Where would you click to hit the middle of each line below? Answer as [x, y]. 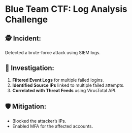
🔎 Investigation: [30, 68]
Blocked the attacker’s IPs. [39, 121]
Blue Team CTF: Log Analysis [66, 9]
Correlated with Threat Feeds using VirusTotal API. [64, 90]
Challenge [27, 19]
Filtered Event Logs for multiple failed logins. [58, 80]
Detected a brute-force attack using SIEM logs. [53, 52]
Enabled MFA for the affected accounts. [52, 126]
